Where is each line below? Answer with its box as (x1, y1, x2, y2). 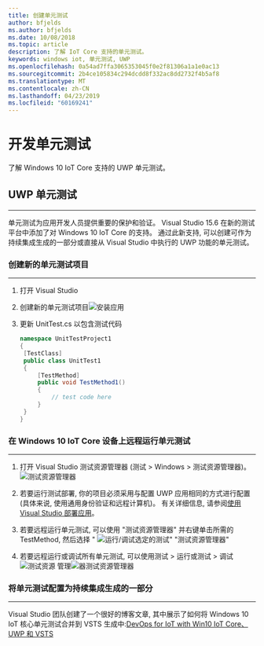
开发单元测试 (8, 135, 92, 153)
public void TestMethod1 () (37, 379, 126, 387)
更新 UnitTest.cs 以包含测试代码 (19, 319, 123, 329)
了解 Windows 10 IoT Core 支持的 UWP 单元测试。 (8, 163, 170, 173)
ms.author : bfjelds (8, 26, 72, 34)
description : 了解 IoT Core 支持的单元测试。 (8, 48, 148, 56)
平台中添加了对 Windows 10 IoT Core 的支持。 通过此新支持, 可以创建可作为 (8, 227, 252, 237)
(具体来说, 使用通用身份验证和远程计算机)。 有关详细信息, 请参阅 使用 (19, 498, 241, 508)
